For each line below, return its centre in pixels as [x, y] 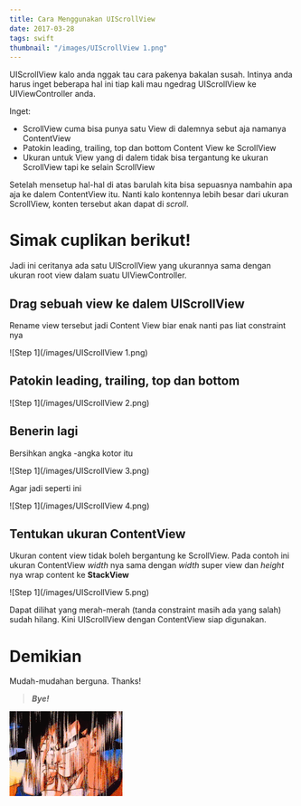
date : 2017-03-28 [42, 28]
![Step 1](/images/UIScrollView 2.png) [80, 403]
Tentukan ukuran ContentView [98, 534]
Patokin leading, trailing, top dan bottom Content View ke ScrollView [150, 148]
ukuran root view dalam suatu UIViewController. [98, 275]
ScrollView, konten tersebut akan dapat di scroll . [99, 204]
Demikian [46, 656]
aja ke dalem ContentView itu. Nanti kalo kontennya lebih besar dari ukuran [149, 194]
